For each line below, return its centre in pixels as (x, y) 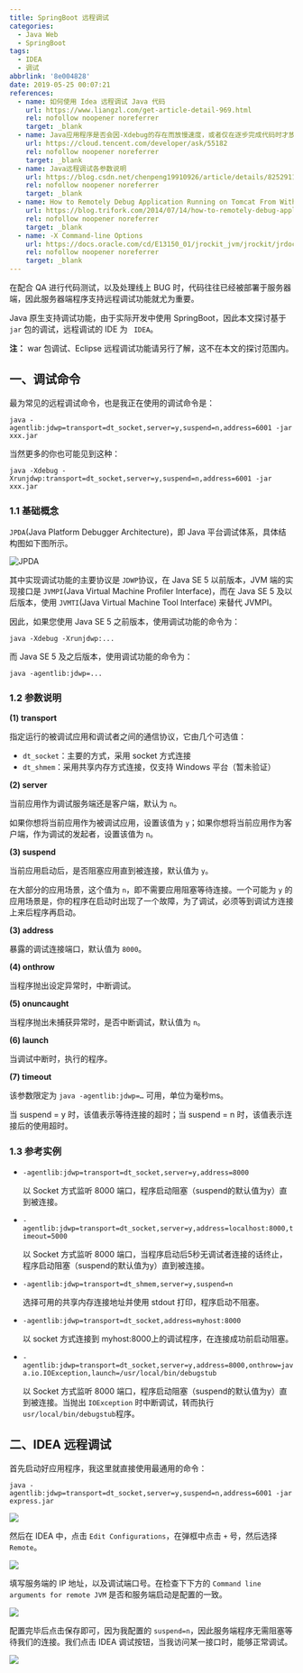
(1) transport (33, 718)
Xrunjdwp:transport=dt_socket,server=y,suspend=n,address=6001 (131, 479)
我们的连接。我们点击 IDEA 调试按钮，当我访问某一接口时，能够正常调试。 (155, 1641)
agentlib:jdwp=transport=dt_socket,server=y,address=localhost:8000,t (158, 1228)
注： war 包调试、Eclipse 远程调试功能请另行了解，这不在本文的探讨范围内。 (151, 348)
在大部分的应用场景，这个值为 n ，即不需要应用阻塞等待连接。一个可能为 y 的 (151, 890)
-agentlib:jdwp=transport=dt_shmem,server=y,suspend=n (128, 1284)
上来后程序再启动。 (45, 912)
